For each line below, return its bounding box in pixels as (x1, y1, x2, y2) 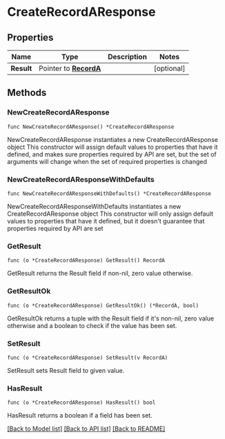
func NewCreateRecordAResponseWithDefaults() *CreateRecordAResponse (7, 190, 212, 197)
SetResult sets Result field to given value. (7, 366, 125, 374)
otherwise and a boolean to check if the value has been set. (7, 321, 177, 329)
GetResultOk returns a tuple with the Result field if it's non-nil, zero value (7, 314, 215, 323)
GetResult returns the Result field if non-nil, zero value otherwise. (7, 269, 193, 278)
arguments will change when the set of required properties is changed (7, 157, 207, 165)
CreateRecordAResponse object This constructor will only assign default (7, 210, 214, 218)
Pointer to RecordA (39, 63, 101, 73)
